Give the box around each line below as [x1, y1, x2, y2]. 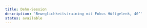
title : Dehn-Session [5, 7, 47, 12]
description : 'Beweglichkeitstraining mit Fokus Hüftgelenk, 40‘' [5, 11, 143, 16]
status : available [5, 16, 42, 20]
